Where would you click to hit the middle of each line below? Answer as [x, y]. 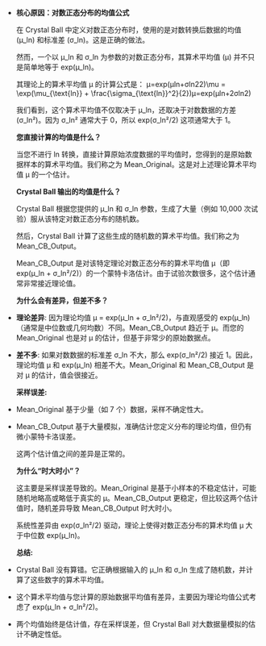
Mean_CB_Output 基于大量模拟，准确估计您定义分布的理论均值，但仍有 [134, 426]
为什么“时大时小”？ [48, 471]
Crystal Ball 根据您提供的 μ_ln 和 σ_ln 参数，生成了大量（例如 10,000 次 [133, 208]
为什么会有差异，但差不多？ [62, 300]
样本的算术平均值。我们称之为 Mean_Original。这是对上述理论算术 [133, 164]
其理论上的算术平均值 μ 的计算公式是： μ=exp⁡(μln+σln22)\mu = [121, 84]
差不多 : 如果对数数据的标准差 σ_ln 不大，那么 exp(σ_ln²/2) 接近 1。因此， [136, 355]
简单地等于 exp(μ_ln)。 [61, 67]
